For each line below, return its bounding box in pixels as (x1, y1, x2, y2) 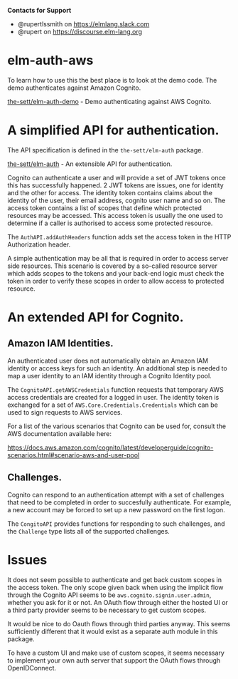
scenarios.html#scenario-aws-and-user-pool (7, 450, 140, 459)
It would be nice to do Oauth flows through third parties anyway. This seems (7, 619, 231, 628)
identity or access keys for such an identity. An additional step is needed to (7, 363, 227, 373)
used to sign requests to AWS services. (7, 408, 123, 416)
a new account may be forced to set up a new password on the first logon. (7, 505, 225, 514)
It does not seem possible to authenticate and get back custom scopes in (7, 575, 222, 584)
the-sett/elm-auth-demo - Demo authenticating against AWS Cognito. (7, 97, 212, 105)
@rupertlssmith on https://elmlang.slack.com (17, 20, 150, 28)
